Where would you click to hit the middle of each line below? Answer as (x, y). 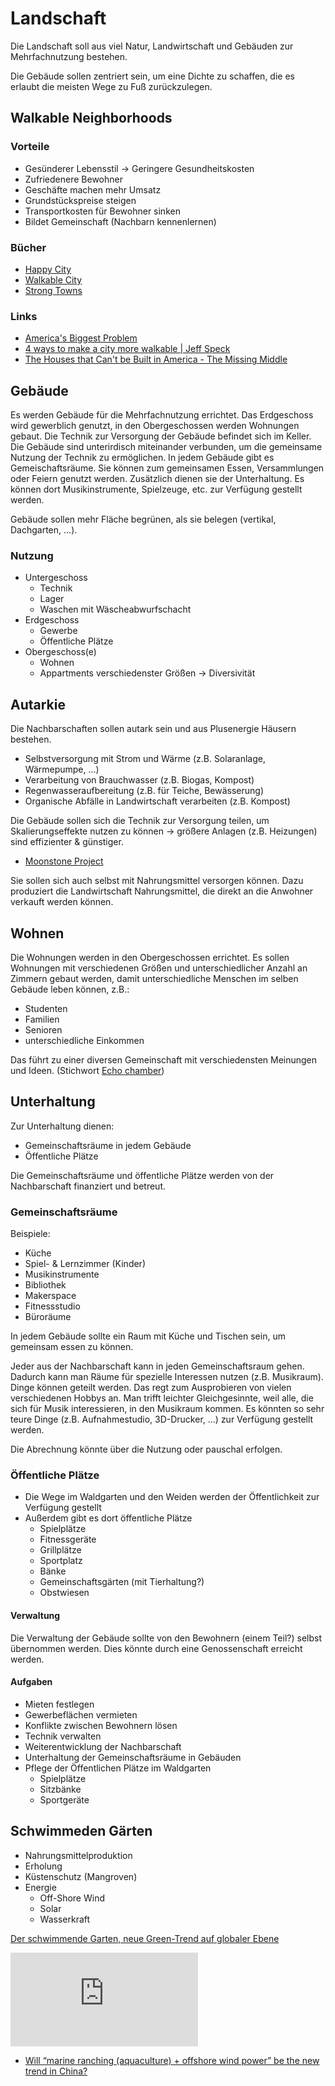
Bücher (28, 247)
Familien (42, 1019)
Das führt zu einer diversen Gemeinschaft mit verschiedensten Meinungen (164, 1059)
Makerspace (50, 1296)
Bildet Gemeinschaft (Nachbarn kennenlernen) (120, 221)
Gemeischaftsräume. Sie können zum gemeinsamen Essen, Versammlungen (167, 468)
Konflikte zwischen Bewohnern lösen (101, 1725)
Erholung (43, 1866)
